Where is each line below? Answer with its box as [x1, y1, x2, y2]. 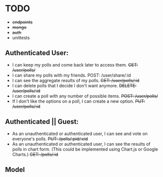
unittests [12, 35, 30, 41]
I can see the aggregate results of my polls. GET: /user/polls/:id [12, 77, 140, 83]
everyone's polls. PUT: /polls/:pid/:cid [12, 135, 88, 142]
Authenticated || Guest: [5, 118, 79, 126]
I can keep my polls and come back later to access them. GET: [12, 62, 138, 67]
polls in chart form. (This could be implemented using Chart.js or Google [12, 146, 158, 152]
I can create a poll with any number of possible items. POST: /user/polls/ [12, 93, 158, 99]
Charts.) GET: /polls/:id [12, 151, 59, 157]
